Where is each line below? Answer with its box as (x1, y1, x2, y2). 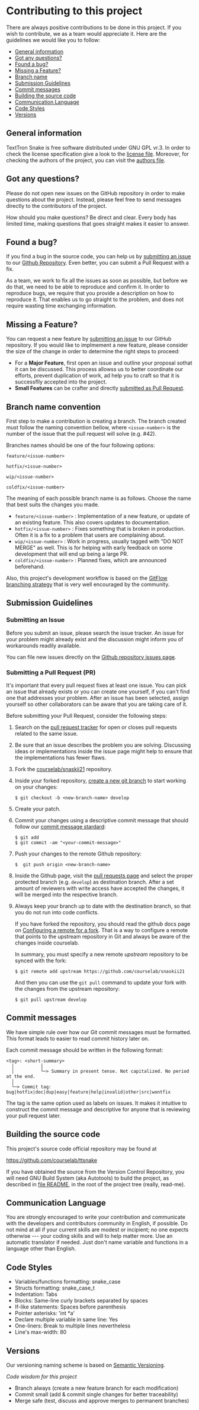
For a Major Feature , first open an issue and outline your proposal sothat (14, 359, 192, 366)
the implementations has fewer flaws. (14, 754, 107, 761)
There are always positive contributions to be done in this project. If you (6, 24, 182, 31)
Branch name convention (6, 402, 101, 412)
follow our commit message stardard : (14, 823, 106, 830)
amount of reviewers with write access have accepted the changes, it (14, 885, 185, 892)
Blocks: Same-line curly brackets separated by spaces (14, 1297, 148, 1304)
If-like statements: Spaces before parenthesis (14, 1303, 126, 1310)
